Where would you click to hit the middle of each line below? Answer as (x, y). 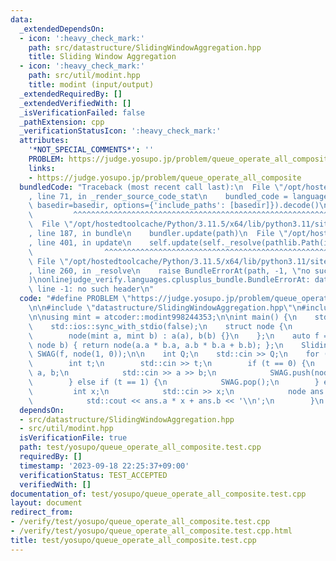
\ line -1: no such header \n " (91, 289)
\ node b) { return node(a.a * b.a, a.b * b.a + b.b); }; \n (156, 345)
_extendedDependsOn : (62, 29)
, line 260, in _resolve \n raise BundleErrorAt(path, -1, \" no (169, 271)
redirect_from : (42, 512)
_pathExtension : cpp (62, 122)
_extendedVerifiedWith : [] (75, 103)
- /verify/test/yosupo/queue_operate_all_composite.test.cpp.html (151, 531)
